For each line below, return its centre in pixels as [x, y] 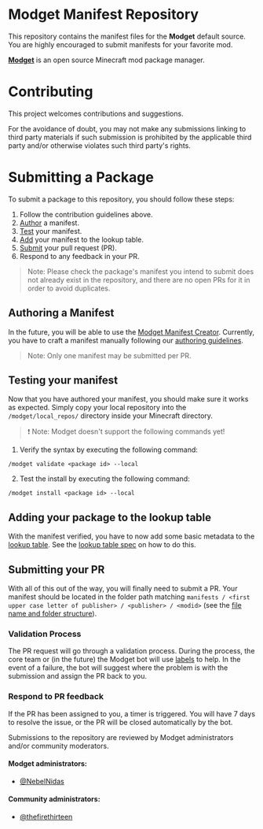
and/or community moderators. [58, 746]
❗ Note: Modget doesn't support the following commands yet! [126, 431]
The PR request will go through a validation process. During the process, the [131, 651]
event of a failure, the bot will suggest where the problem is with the [118, 668]
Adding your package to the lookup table [110, 517]
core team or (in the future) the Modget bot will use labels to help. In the [124, 660]
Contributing [51, 92]
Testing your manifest [63, 381]
